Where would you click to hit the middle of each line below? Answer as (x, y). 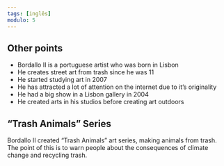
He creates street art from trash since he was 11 (86, 72)
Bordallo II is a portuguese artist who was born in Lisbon (98, 65)
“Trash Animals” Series (59, 123)
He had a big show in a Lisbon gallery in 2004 (83, 94)
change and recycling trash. (47, 155)
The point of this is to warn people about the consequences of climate (108, 148)
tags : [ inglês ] (29, 14)
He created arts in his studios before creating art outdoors (101, 102)
